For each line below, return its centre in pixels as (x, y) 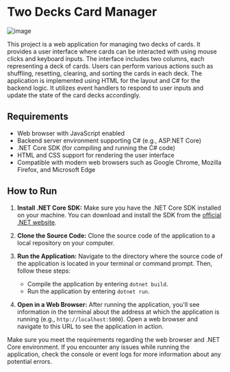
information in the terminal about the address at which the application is (118, 312)
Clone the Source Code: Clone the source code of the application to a (116, 235)
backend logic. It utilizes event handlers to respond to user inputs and (105, 88)
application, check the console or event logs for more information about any (114, 354)
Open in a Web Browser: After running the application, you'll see (108, 304)
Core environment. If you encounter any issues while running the (99, 347)
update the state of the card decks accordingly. (74, 95)
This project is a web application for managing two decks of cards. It (104, 44)
